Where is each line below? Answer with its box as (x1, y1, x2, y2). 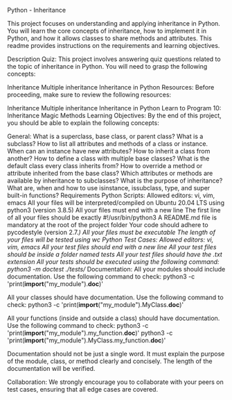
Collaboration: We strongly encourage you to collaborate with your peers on (7, 378, 224, 386)
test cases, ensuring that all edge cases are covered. (7, 385, 158, 393)
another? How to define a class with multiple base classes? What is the (7, 154, 210, 162)
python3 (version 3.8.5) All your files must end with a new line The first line (7, 206, 221, 214)
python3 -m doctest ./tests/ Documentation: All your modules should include (7, 265, 226, 273)
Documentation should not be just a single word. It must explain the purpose (7, 350, 225, 358)
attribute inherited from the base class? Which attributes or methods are (7, 169, 213, 177)
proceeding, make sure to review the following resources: (7, 90, 172, 99)
